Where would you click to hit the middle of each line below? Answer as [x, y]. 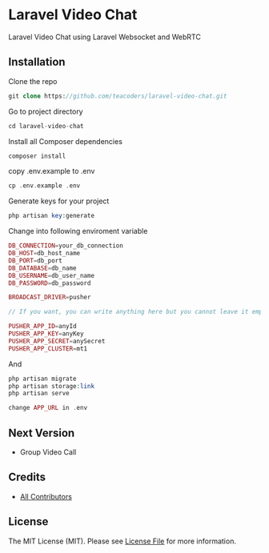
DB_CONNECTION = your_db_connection [66, 246]
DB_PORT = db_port [35, 260]
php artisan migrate [43, 379]
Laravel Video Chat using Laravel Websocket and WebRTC [105, 37]
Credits [27, 477]
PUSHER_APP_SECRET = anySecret [57, 341]
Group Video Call [48, 452]
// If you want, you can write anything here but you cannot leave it [128, 312]
